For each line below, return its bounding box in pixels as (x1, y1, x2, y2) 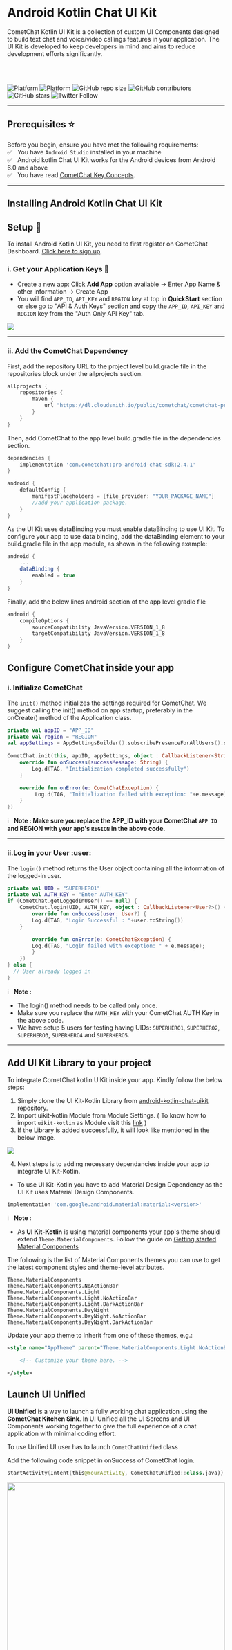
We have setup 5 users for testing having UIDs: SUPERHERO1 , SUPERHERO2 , (17, 1023, 220, 1032)
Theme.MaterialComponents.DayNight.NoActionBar (7, 1313, 147, 1320)
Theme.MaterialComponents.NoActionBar (7, 1283, 119, 1290)
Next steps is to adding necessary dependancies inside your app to (17, 1159, 209, 1168)
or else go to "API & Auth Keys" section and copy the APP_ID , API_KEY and (17, 302, 225, 310)
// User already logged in (13, 968, 91, 975)
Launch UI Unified (7, 1389, 86, 1401)
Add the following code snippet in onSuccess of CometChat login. (7, 1456, 195, 1464)
